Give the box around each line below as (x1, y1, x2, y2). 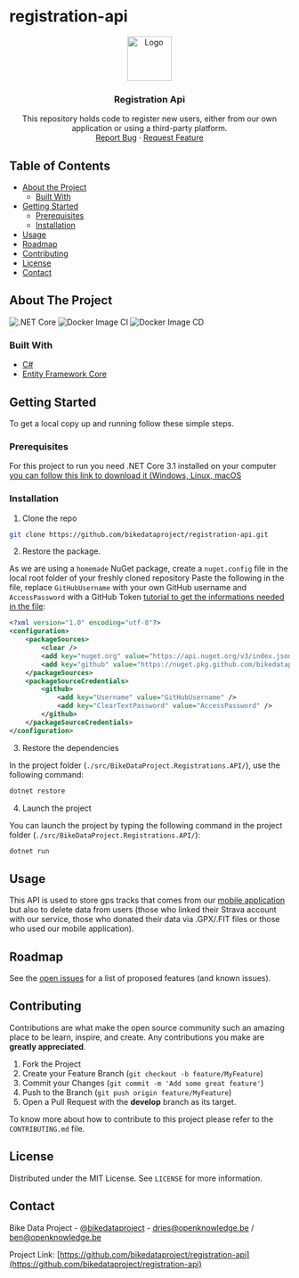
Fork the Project (21, 1059, 82, 1069)
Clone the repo (21, 513, 77, 524)
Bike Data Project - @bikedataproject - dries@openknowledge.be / (9, 1222, 255, 1233)
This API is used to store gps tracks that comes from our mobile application (9, 895, 286, 906)
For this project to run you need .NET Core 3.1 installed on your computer (9, 461, 277, 472)
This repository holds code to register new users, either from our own (21, 113, 278, 124)
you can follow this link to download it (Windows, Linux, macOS (9, 470, 242, 481)
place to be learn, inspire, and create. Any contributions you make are (9, 1032, 265, 1043)
